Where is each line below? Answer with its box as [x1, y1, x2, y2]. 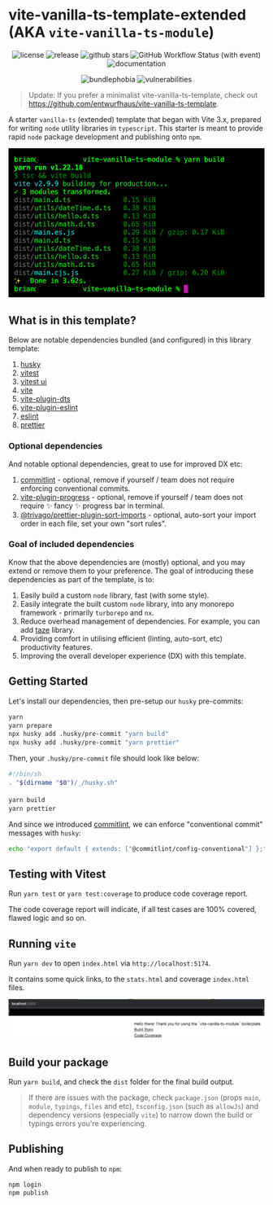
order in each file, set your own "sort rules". [19, 519, 167, 528]
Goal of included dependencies [8, 539, 135, 550]
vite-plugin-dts [19, 394, 71, 404]
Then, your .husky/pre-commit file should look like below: [8, 753, 199, 763]
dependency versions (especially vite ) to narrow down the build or [28, 1110, 253, 1120]
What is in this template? [8, 313, 136, 327]
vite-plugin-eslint [19, 403, 79, 413]
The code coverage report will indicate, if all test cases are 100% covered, [8, 905, 258, 914]
